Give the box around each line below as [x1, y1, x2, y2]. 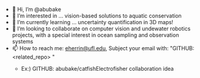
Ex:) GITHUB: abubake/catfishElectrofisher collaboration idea [21, 65, 174, 72]
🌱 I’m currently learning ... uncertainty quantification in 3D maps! [12, 19, 174, 25]
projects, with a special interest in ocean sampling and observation [12, 31, 179, 39]
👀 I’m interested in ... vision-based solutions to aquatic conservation [12, 12, 182, 19]
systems [12, 38, 33, 45]
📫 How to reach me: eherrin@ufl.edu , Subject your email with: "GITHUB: [12, 45, 195, 51]
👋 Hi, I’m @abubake [12, 6, 62, 13]
